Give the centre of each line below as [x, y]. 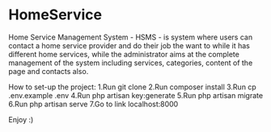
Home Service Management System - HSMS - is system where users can [131, 37]
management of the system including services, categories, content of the [131, 63]
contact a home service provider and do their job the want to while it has [129, 45]
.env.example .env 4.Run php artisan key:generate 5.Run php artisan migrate [136, 95]
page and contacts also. [49, 71]
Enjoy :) [21, 119]
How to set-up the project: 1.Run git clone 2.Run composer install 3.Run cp [132, 87]
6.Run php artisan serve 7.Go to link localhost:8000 [93, 104]
